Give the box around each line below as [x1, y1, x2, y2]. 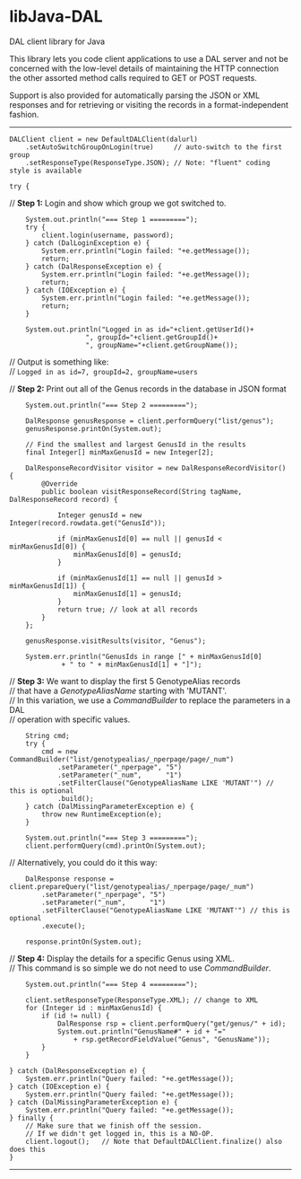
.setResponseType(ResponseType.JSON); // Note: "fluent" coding [25, 158, 271, 167]
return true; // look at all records [56, 604, 199, 614]
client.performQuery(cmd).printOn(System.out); [25, 841, 206, 850]
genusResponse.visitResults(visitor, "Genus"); [25, 636, 206, 646]
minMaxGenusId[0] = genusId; [73, 550, 182, 559]
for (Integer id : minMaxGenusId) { [25, 1003, 163, 1012]
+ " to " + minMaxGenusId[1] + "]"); [61, 660, 202, 669]
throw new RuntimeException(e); [41, 810, 163, 819]
